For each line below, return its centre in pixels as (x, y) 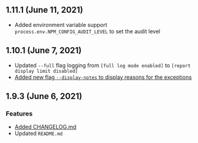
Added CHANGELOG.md (46, 127)
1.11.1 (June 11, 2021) (45, 10)
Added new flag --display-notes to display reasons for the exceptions (103, 77)
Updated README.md (38, 133)
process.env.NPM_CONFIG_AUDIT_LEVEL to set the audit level (87, 31)
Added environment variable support (61, 24)
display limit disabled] (46, 71)
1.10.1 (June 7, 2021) (44, 50)
